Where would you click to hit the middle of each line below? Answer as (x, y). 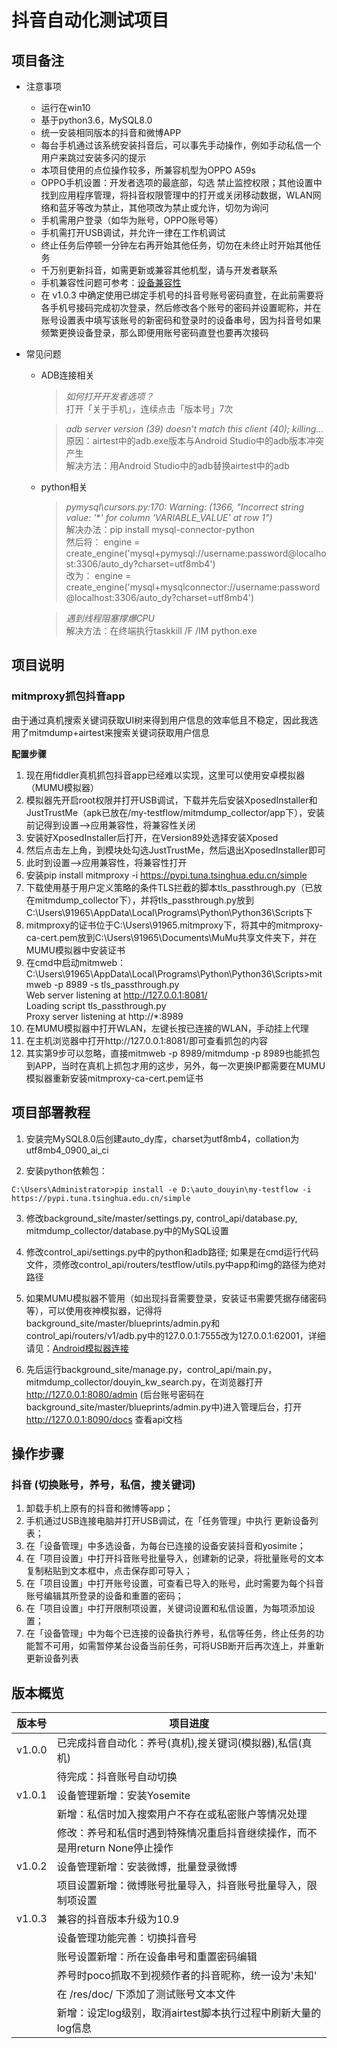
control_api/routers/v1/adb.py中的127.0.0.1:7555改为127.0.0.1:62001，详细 (175, 1335)
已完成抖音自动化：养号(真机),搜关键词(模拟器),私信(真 (184, 1743)
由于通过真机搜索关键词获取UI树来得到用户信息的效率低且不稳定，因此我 (160, 720)
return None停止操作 (125, 1848)
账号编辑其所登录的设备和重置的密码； (104, 1596)
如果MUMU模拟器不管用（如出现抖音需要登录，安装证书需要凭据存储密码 (176, 1298)
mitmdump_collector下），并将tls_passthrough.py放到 (144, 900)
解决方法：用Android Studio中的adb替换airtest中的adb (177, 465)
